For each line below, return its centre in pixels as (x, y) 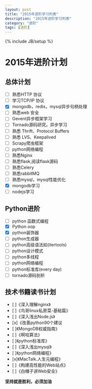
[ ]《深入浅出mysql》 (32, 347)
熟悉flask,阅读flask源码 (35, 161)
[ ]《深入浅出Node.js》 (33, 317)
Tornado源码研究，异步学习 (39, 125)
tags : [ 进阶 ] (17, 28)
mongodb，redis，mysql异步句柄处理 (49, 107)
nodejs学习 (23, 192)
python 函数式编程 (30, 221)
